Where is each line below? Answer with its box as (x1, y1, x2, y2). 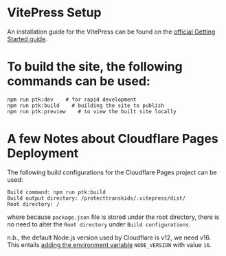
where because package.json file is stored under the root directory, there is (7, 213, 220, 221)
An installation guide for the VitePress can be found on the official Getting (7, 27, 216, 36)
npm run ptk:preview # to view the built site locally (7, 108, 177, 115)
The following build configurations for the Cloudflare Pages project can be (7, 168, 218, 176)
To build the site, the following (7, 59, 183, 75)
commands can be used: (7, 73, 151, 89)
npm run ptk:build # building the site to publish (7, 102, 165, 109)
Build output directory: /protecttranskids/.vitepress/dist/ (7, 194, 186, 202)
